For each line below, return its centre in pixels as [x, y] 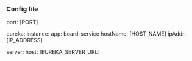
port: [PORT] [22, 22]
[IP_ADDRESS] [24, 40]
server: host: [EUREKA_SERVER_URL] [53, 52]
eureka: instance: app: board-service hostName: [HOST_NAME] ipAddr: [96, 34]
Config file [22, 9]
